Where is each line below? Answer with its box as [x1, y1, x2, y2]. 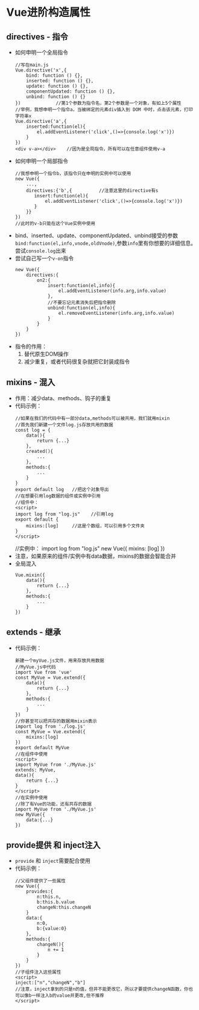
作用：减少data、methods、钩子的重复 [14, 394, 112, 401]
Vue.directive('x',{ [14, 67, 67, 73]
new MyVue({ [14, 811, 45, 817]
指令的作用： [14, 343, 47, 350]
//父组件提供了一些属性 [14, 878, 66, 884]
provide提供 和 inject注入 [6, 840, 101, 851]
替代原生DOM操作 [24, 351, 69, 357]
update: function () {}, [26, 83, 89, 89]
